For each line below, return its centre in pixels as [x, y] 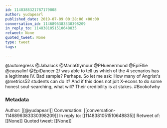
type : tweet [17, 42]
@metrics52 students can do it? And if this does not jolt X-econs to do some [83, 81]
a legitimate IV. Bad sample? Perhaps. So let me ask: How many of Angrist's [83, 76]
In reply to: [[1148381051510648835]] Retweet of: [110, 116]
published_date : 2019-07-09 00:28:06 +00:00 [52, 19]
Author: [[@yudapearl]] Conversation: [44, 110]
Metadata [17, 99]
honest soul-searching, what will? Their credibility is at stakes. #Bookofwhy [83, 86]
